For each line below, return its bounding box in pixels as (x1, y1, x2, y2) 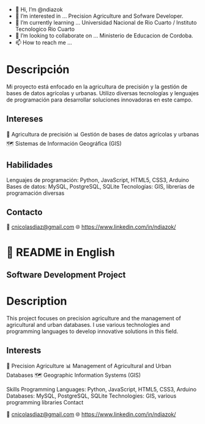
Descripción (6, 63, 70, 77)
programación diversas (6, 189, 65, 197)
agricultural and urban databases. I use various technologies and (6, 321, 170, 328)
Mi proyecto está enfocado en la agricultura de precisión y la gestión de (6, 83, 188, 90)
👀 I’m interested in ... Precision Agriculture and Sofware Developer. (15, 12, 184, 20)
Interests (6, 345, 42, 356)
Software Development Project (6, 269, 126, 280)
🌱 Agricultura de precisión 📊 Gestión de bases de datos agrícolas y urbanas (6, 130, 199, 138)
